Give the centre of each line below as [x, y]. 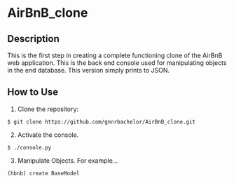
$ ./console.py [29, 147]
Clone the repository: [48, 109]
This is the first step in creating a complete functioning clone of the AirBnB [115, 55]
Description [33, 39]
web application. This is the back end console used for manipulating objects [117, 63]
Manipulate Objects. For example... [68, 160]
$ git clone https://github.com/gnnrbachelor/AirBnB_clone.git [102, 122]
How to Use [33, 92]
